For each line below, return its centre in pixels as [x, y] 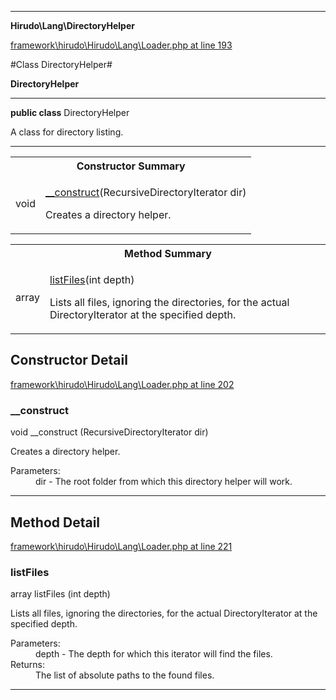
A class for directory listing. [67, 132]
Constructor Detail [69, 360]
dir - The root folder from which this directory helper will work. [164, 482]
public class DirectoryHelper [70, 112]
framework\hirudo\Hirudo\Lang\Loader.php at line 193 [121, 45]
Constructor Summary [131, 166]
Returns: [28, 665]
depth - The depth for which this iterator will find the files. [154, 654]
